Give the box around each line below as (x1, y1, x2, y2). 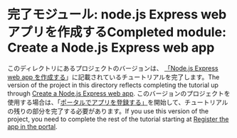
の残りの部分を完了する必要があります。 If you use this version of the (7, 107, 209, 115)
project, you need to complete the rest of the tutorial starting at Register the (7, 115, 229, 123)
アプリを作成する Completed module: (7, 24, 226, 40)
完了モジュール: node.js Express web (7, 6, 227, 23)
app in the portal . (7, 122, 58, 131)
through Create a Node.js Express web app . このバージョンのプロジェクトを (7, 89, 231, 98)
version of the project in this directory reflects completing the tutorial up (7, 81, 219, 89)
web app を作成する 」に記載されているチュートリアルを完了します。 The (7, 72, 220, 81)
